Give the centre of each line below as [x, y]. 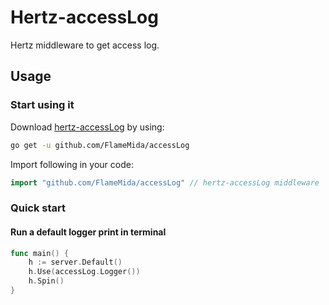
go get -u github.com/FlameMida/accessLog [100, 145]
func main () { [40, 253]
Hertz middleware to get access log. [85, 45]
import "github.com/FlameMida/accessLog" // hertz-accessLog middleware [165, 182]
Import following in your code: [72, 164]
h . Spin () [46, 281]
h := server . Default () [75, 262]
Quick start [38, 208]
